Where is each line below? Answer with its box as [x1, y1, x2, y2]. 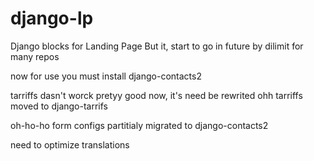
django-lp [10, 7, 94, 30]
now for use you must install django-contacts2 [10, 70, 202, 82]
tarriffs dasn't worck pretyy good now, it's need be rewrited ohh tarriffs [10, 89, 303, 101]
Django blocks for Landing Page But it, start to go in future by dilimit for [10, 40, 304, 52]
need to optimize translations [10, 138, 130, 151]
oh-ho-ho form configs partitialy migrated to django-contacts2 [10, 119, 269, 131]
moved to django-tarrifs [10, 100, 108, 112]
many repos [10, 50, 60, 62]
